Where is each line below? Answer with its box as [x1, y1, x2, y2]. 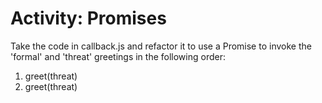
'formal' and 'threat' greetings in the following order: [10, 50, 226, 62]
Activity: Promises [10, 7, 167, 30]
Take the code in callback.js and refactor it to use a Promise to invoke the [10, 40, 312, 52]
